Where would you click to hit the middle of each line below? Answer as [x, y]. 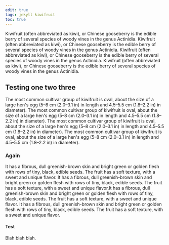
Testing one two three [40, 87]
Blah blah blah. [21, 238]
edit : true [17, 10]
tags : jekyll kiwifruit [30, 15]
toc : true [16, 19]
